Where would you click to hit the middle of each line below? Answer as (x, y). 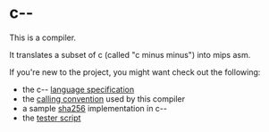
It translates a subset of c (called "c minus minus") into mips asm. (130, 54)
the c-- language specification (78, 89)
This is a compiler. (43, 37)
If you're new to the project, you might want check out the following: (135, 72)
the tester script (51, 118)
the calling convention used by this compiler (104, 99)
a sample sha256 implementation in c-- (95, 108)
